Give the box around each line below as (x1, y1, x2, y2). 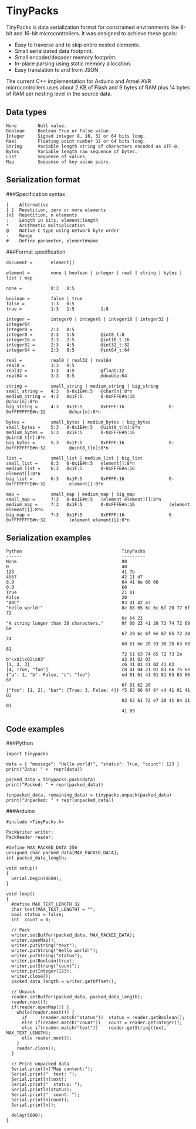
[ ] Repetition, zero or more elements (6, 207, 107, 213)
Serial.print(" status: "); (11, 1081, 83, 1088)
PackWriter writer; (6, 830, 54, 835)
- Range (6, 232, 33, 239)
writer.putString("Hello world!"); (11, 948, 99, 954)
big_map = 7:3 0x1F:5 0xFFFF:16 (6, 512, 125, 518)
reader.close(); (16, 1045, 57, 1051)
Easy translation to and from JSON (14, 66, 99, 73)
